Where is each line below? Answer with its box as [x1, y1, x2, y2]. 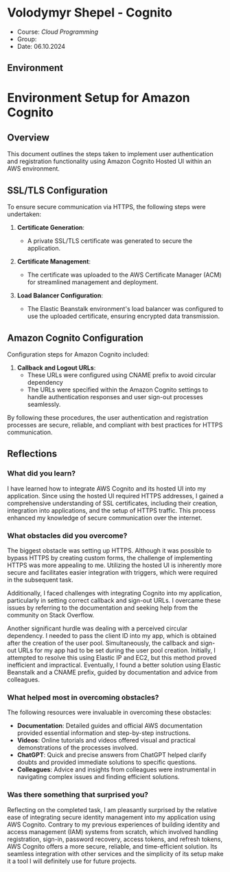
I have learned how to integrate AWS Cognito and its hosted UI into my [7, 484, 207, 493]
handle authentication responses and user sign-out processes [27, 392, 204, 401]
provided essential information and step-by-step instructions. [16, 729, 191, 737]
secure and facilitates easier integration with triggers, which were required [7, 568, 218, 576]
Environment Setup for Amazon [7, 89, 190, 105]
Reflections [7, 448, 58, 460]
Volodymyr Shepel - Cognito [7, 5, 173, 21]
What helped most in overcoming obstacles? [7, 692, 159, 702]
